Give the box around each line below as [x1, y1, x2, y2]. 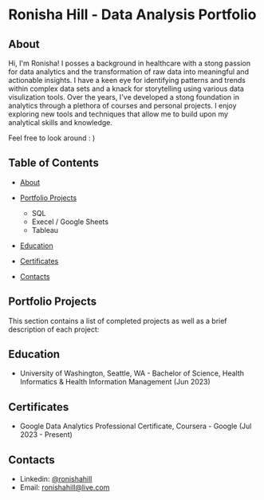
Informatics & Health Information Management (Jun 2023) [19, 377, 211, 387]
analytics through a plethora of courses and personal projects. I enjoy [8, 101, 237, 110]
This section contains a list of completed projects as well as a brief [8, 316, 227, 325]
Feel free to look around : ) [8, 133, 96, 143]
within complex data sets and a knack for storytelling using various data [8, 84, 245, 93]
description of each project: [8, 325, 100, 334]
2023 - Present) [19, 430, 73, 439]
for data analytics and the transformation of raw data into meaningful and [8, 67, 250, 77]
